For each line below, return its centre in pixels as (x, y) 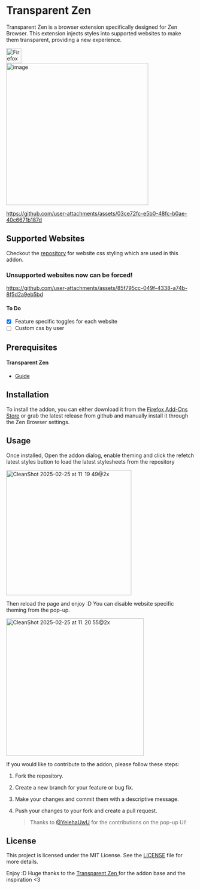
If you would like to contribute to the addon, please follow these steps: (93, 764)
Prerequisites (32, 347)
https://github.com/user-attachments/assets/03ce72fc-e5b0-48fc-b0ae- (97, 213)
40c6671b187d (24, 220)
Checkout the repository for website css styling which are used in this (92, 253)
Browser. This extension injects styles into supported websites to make (94, 33)
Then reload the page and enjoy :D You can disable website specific (90, 603)
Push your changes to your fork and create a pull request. (86, 811)
